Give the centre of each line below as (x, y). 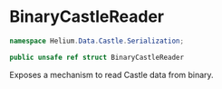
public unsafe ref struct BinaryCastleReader (97, 57)
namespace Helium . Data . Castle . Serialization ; (97, 41)
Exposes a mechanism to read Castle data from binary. (112, 74)
